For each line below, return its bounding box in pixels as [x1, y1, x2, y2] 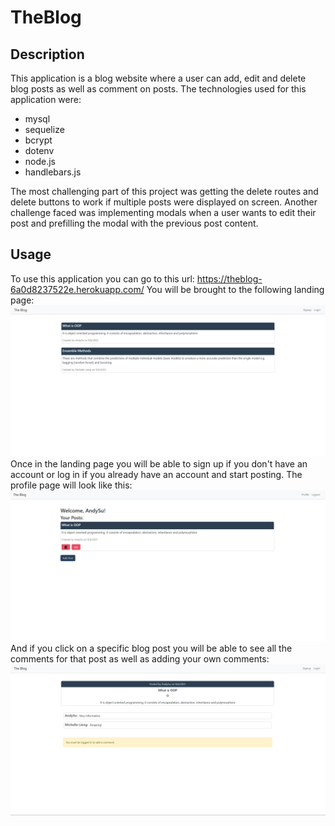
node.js [24, 156, 57, 167]
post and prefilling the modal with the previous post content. [10, 217, 259, 229]
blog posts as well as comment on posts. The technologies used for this [10, 83, 307, 95]
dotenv [24, 145, 55, 156]
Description [10, 46, 85, 63]
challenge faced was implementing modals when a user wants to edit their [10, 207, 317, 218]
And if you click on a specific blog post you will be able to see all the [10, 642, 293, 655]
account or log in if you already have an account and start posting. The [10, 468, 303, 480]
